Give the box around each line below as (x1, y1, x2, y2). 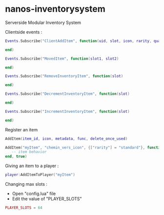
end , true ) (5, 154, 27, 159)
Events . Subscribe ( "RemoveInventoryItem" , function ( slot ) (5, 74, 123, 79)
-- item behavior (11, 150, 47, 154)
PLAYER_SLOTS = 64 (5, 205, 42, 211)
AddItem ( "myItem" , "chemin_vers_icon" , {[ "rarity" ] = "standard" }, (5, 145, 145, 150)
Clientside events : (5, 29, 42, 35)
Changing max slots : (5, 181, 48, 187)
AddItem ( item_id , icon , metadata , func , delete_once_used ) (5, 136, 128, 141)
